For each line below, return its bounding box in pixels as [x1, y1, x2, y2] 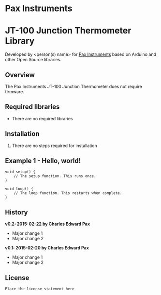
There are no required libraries [12, 115, 73, 121]
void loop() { [5, 186, 34, 192]
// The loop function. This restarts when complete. [14, 191, 122, 196]
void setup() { [5, 169, 36, 175]
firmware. [5, 88, 24, 95]
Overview [5, 71, 35, 79]
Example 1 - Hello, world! [5, 156, 81, 165]
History [5, 208, 28, 216]
